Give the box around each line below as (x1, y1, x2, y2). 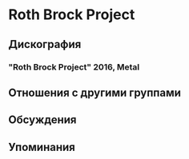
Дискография (8, 38, 82, 51)
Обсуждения (8, 113, 77, 127)
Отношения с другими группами (8, 85, 182, 99)
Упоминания (8, 140, 76, 153)
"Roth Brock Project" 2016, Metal (8, 62, 140, 73)
